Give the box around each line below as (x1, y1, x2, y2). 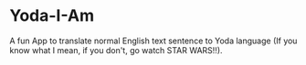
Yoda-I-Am (9, 5, 95, 26)
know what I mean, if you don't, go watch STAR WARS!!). (9, 44, 223, 55)
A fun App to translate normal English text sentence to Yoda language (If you (9, 35, 298, 46)
